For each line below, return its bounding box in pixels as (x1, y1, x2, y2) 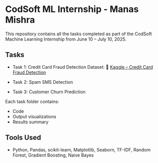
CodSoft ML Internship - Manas (5, 4, 139, 15)
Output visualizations (12, 113, 56, 119)
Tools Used (5, 133, 41, 142)
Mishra (5, 14, 35, 26)
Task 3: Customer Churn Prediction (12, 89, 86, 95)
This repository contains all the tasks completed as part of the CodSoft (5, 31, 152, 37)
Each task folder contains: (5, 98, 59, 104)
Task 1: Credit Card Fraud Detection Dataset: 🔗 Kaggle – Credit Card (12, 64, 153, 70)
